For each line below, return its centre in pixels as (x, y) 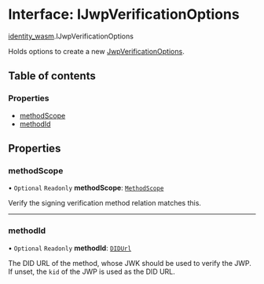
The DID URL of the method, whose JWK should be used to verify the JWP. (130, 263)
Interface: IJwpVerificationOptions (124, 15)
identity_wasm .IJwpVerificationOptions (71, 36)
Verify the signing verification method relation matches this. (105, 203)
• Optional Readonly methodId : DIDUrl (70, 248)
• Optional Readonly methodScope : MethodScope (86, 188)
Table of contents (52, 76)
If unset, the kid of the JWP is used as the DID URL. (92, 271)
